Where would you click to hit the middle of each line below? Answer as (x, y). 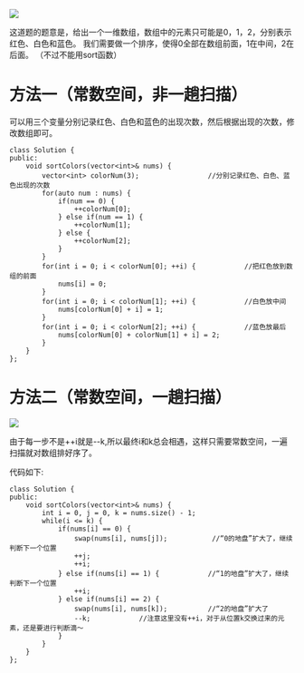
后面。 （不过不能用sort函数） (66, 55)
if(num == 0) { (86, 201)
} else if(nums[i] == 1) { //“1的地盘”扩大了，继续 (173, 573)
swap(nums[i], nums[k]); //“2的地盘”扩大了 (171, 609)
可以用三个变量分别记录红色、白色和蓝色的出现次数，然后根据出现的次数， (148, 122)
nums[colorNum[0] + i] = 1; (111, 309)
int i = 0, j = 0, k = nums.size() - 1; (119, 512)
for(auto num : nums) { (86, 193)
